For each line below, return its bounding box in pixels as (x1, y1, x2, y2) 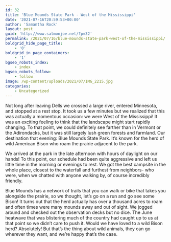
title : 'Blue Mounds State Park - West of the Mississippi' (5, 12, 136, 17)
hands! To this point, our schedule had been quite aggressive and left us (5, 156, 157, 162)
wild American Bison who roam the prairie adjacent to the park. (5, 140, 138, 146)
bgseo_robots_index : (5, 60, 50, 65)
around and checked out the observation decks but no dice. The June (5, 209, 152, 215)
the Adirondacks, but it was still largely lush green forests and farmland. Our (5, 129, 165, 136)
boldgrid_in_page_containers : (5, 50, 70, 55)
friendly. (5, 178, 23, 184)
